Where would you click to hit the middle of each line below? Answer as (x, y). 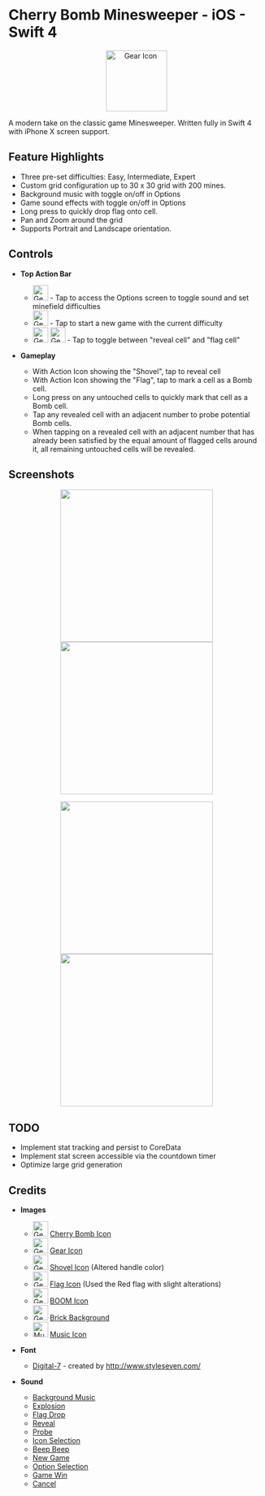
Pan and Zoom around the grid (72, 220)
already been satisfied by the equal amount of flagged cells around (145, 440)
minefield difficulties (66, 306)
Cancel (44, 1484)
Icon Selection (56, 1440)
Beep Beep (51, 1449)
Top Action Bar (46, 273)
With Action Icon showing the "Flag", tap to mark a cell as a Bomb (142, 380)
